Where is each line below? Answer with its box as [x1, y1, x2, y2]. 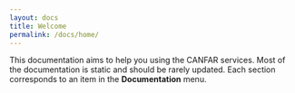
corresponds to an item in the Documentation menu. [9, 74, 207, 85]
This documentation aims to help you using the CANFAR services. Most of [9, 55, 286, 66]
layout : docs [9, 13, 59, 23]
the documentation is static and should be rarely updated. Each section [9, 64, 276, 75]
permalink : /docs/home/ [9, 30, 100, 39]
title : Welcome [9, 22, 67, 31]
